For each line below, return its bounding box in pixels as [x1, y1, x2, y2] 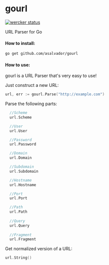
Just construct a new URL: [5, 82, 59, 88]
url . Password [9, 142, 36, 147]
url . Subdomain [9, 169, 38, 174]
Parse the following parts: [5, 101, 58, 107]
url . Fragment [9, 237, 36, 242]
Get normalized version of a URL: [5, 246, 73, 252]
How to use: [5, 62, 31, 68]
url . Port [9, 196, 28, 201]
